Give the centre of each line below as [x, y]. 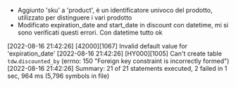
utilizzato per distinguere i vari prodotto [75, 18]
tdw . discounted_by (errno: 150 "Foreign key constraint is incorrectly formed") [118, 61]
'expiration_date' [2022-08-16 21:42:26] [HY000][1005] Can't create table [114, 53]
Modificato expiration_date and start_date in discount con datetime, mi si [123, 25]
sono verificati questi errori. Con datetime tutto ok [90, 32]
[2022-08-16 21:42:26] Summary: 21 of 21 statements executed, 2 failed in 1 [117, 68]
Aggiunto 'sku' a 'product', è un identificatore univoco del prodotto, [115, 10]
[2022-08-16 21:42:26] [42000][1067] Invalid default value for [98, 46]
